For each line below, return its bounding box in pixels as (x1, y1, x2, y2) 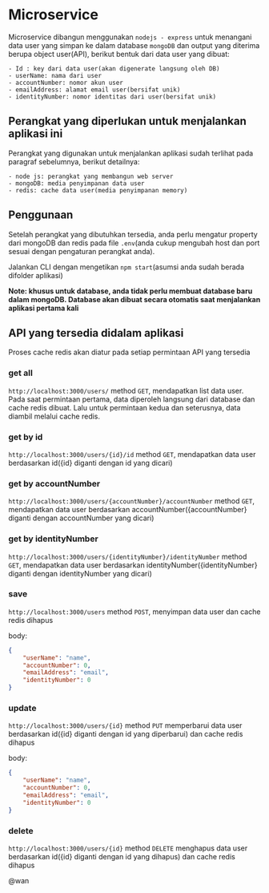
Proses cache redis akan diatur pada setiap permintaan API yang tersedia (8, 347, 251, 358)
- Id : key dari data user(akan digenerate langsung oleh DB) (8, 64, 220, 73)
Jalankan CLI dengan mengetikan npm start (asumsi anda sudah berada (8, 262, 244, 272)
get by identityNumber (8, 533, 98, 544)
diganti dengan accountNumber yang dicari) (8, 513, 155, 523)
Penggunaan (8, 208, 74, 222)
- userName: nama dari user (8, 71, 102, 79)
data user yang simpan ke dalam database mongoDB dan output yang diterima (8, 40, 260, 50)
